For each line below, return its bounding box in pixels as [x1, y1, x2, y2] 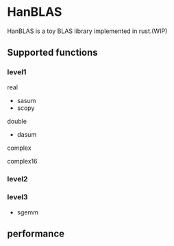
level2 [7, 174, 28, 183]
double [7, 117, 27, 125]
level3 [7, 192, 29, 202]
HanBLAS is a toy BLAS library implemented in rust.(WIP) [7, 27, 168, 35]
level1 [7, 67, 27, 77]
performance [7, 228, 65, 240]
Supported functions [7, 47, 98, 58]
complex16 [7, 157, 38, 165]
